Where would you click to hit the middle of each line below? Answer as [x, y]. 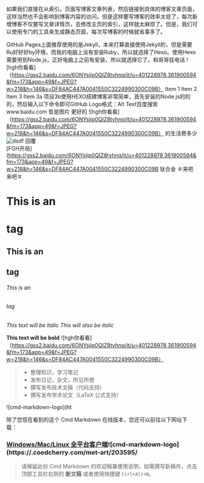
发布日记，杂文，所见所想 [62, 380]
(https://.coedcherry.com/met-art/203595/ [72, 452]
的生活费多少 [181, 133]
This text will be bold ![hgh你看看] [49, 337]
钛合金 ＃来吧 [177, 169]
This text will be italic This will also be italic [60, 325]
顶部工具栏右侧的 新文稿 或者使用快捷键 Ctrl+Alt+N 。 [88, 474]
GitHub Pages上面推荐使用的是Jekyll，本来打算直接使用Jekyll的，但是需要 [99, 45]
